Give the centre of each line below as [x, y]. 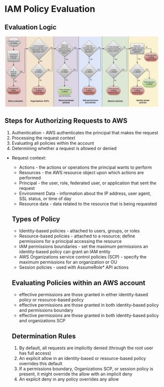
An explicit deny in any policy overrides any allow [69, 379]
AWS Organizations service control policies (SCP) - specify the [83, 257]
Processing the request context [43, 138]
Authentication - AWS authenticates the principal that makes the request [85, 132]
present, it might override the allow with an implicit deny [76, 374]
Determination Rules [44, 336]
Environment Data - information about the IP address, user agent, [85, 193]
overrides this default [41, 363]
